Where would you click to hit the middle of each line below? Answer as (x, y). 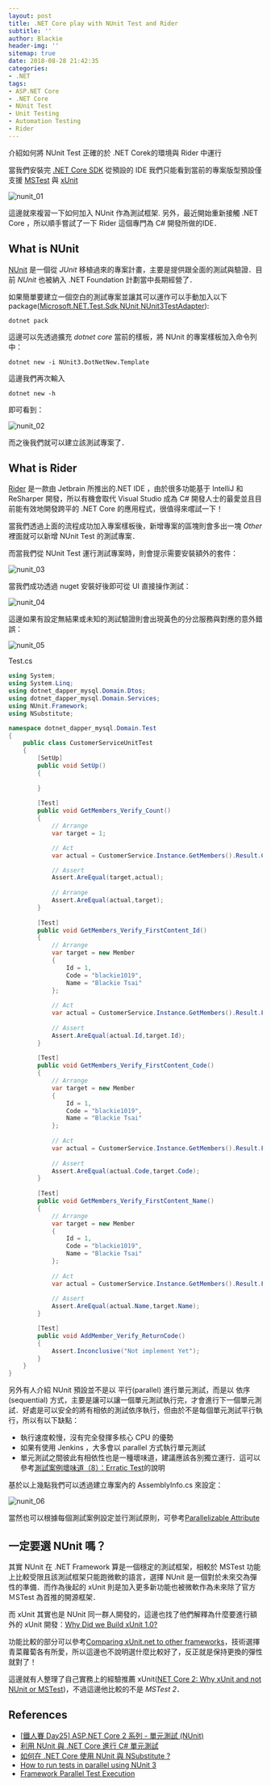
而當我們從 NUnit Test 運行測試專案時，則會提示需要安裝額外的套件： (123, 553)
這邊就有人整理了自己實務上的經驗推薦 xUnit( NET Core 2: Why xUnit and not (135, 1678)
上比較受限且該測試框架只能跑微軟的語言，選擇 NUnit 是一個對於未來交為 (129, 1577)
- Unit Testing (34, 114)
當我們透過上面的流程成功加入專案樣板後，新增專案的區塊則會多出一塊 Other (135, 526)
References (38, 1715)
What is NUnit (44, 249)
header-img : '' (34, 46)
